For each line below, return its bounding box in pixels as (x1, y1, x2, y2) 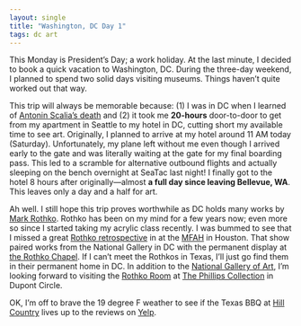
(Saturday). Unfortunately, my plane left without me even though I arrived (9, 138, 280, 149)
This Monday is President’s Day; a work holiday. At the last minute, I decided (9, 55, 292, 66)
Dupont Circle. (9, 280, 63, 291)
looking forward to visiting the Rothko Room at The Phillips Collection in (9, 270, 274, 281)
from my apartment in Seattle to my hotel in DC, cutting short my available (9, 119, 283, 130)
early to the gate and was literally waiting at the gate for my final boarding (9, 148, 282, 159)
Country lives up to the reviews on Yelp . (9, 307, 157, 318)
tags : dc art (9, 30, 58, 39)
